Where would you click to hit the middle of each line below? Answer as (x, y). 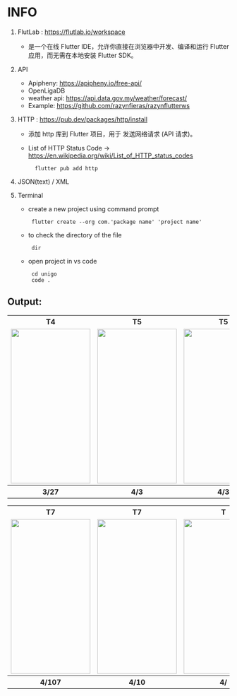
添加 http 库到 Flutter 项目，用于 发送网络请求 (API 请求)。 (112, 134)
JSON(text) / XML (43, 182)
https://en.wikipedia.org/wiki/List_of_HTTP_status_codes (110, 155)
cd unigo (44, 274)
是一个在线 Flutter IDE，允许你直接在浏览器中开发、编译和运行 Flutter (128, 46)
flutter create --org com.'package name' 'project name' (117, 222)
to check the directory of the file (75, 235)
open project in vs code (62, 261)
